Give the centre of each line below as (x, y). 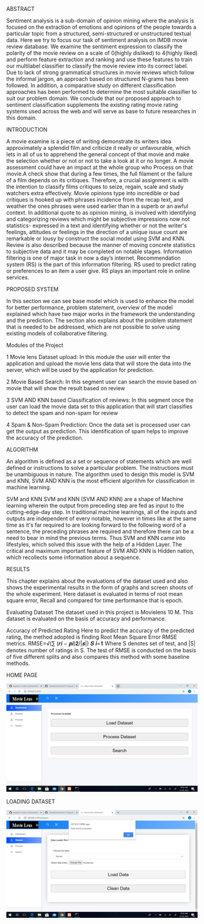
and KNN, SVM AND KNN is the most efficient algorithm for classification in (100, 481)
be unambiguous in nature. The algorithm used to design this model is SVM (100, 474)
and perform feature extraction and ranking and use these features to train (99, 59)
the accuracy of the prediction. (45, 438)
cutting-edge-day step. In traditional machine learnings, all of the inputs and (102, 512)
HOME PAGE (22, 675)
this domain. (22, 118)
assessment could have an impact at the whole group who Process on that (100, 167)
